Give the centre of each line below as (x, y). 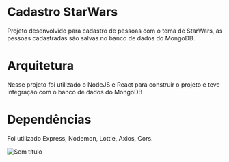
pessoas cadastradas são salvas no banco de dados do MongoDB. (101, 38)
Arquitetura (40, 66)
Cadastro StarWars (63, 12)
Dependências (49, 120)
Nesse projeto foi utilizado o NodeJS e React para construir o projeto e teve (113, 84)
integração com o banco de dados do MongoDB (75, 92)
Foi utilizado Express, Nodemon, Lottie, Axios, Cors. (80, 138)
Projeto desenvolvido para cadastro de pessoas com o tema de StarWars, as (115, 31)
